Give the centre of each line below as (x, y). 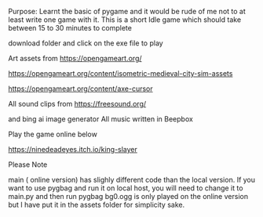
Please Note (28, 165)
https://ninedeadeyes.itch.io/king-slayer (73, 149)
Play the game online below (53, 134)
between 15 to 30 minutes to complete (70, 28)
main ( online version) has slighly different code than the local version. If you (132, 180)
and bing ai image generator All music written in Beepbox (101, 119)
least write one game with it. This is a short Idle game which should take (125, 20)
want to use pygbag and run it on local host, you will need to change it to (126, 188)
